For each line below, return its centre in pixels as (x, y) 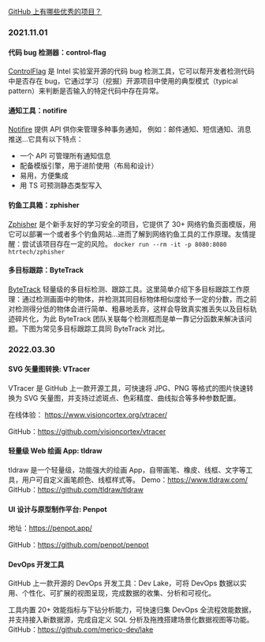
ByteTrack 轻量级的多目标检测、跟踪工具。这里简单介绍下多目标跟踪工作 (125, 289)
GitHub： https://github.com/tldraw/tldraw (76, 490)
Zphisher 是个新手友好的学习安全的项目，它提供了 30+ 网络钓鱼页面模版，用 (132, 224)
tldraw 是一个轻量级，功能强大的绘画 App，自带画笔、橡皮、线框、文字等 (127, 470)
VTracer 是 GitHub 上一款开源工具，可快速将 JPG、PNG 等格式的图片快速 (127, 388)
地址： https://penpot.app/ (50, 528)
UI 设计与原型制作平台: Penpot (58, 509)
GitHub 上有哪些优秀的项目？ (55, 11)
